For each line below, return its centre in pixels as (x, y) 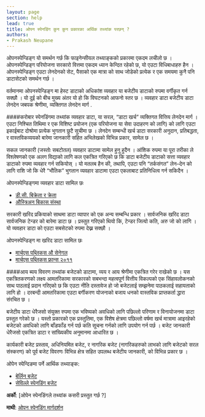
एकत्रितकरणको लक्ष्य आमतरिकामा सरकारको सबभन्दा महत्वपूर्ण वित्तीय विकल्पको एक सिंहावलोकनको (101, 279)
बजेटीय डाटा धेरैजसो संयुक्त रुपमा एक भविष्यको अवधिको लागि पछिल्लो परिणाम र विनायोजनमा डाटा (100, 312)
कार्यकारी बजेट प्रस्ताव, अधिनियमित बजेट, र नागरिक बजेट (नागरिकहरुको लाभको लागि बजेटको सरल (102, 345)
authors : (17, 35)
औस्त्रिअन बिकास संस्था (38, 202)
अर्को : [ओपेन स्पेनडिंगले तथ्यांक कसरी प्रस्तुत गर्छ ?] (56, 395)
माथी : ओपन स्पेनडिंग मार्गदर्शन (35, 407)
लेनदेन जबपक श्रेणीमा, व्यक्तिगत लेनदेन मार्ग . (49, 105)
